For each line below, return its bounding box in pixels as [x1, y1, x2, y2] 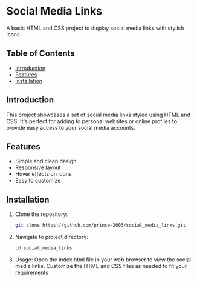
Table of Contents [6, 49, 76, 59]
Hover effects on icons [15, 170, 72, 178]
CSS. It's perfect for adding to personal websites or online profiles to [6, 117, 177, 125]
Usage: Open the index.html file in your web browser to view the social [15, 256, 192, 263]
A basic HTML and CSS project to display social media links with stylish [6, 24, 184, 32]
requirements [15, 269, 48, 276]
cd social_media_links [15, 245, 73, 251]
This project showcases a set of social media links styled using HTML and [6, 111, 190, 118]
